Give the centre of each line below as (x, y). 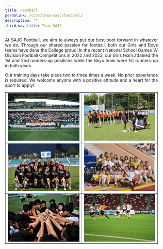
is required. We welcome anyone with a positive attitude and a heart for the (81, 80)
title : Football (21, 10)
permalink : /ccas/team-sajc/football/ (44, 15)
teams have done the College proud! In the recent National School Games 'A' (81, 50)
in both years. (19, 66)
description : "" (21, 20)
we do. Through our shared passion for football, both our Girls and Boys (81, 45)
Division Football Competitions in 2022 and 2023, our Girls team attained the (81, 55)
